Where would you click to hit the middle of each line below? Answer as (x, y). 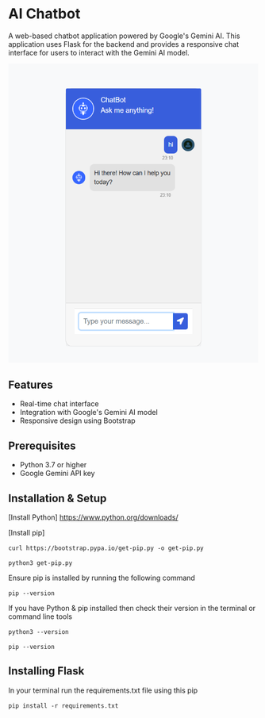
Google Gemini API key (57, 474)
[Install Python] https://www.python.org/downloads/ (93, 517)
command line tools (40, 616)
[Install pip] (27, 532)
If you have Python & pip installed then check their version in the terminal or (132, 608)
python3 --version (38, 632)
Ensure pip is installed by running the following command (102, 578)
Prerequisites (42, 445)
